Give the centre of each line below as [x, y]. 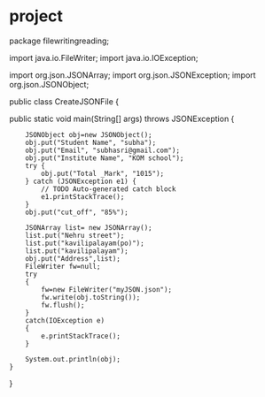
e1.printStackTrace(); [83, 196]
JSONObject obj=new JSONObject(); [89, 134]
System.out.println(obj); [73, 359]
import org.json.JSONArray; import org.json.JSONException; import [132, 75]
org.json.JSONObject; [49, 84]
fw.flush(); [63, 305]
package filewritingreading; [59, 41]
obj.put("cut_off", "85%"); [77, 212]
